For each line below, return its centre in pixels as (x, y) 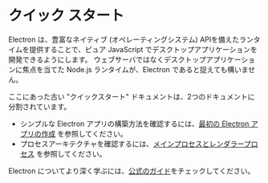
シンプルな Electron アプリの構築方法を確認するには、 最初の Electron (134, 124)
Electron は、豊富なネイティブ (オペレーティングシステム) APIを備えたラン (131, 39)
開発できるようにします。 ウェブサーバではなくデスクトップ (108, 59)
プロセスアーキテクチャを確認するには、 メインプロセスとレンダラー (132, 144)
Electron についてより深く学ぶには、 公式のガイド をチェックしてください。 (132, 171)
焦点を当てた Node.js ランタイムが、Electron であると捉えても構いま (135, 69)
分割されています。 (40, 106)
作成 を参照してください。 (84, 133)
